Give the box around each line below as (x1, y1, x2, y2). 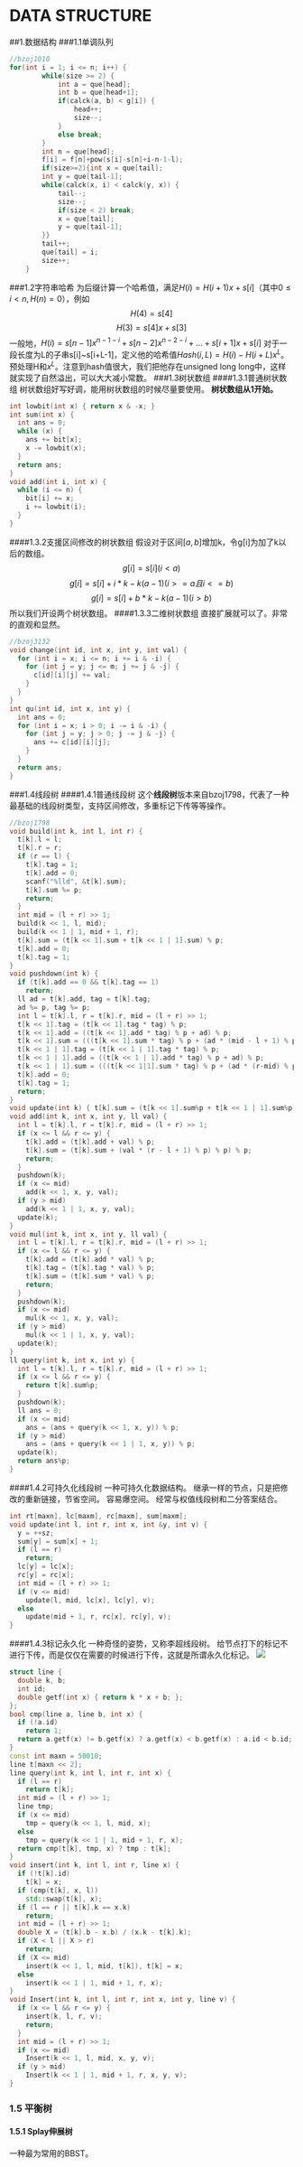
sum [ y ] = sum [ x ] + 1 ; (17, 1537, 99, 1546)
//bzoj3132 (9, 637, 50, 646)
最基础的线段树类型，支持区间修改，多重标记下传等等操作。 (9, 800, 231, 811)
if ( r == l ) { (17, 852, 70, 861)
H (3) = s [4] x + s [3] (115, 322, 188, 332)
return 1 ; (25, 1726, 63, 1735)
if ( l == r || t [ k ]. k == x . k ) (17, 1902, 131, 1911)
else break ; (57, 130, 103, 139)
